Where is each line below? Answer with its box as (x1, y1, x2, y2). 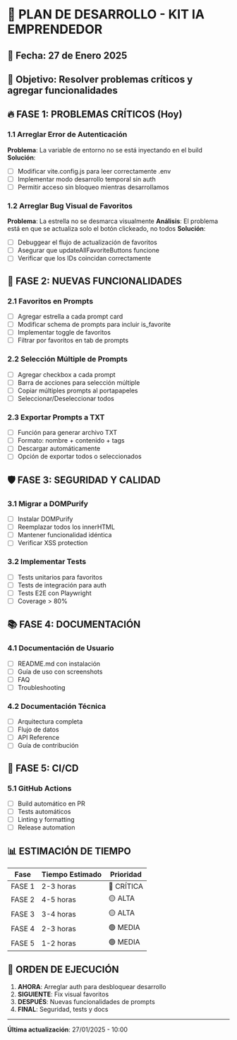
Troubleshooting (17, 683, 66, 691)
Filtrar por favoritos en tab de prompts (17, 336, 129, 345)
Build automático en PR (17, 799, 86, 808)
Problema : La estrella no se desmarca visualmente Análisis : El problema (7, 217, 219, 225)
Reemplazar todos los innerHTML (17, 522, 115, 532)
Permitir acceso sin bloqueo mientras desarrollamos (17, 183, 169, 191)
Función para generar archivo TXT (17, 429, 118, 437)
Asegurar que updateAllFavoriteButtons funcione (17, 246, 160, 255)
